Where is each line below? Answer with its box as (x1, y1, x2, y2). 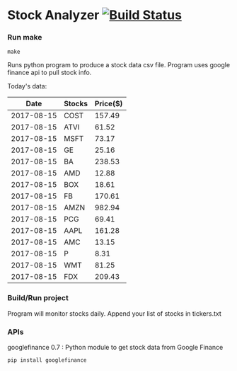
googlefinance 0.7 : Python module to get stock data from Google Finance (7, 343, 224, 352)
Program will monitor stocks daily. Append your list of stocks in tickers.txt (7, 309, 221, 318)
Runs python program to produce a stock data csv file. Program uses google (7, 61, 231, 69)
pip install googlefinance (7, 357, 87, 364)
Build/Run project (7, 293, 69, 303)
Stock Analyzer (7, 7, 100, 23)
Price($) (94, 99, 123, 109)
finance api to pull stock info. (7, 68, 92, 77)
